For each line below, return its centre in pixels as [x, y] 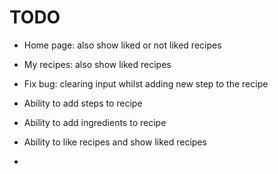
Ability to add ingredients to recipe [95, 122]
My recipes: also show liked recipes [97, 64]
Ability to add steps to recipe [83, 103]
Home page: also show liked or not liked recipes [122, 45]
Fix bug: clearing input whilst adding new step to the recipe [146, 83]
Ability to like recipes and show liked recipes [115, 142]
